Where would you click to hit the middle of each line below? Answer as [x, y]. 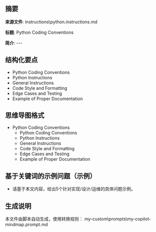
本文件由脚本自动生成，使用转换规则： [44, 219]
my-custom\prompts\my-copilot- [117, 219]
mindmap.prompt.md [26, 225]
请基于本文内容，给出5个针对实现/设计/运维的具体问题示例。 [74, 189]
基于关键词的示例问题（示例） [51, 176]
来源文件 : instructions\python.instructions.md [51, 22]
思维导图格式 [25, 116]
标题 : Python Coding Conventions [39, 32]
